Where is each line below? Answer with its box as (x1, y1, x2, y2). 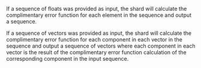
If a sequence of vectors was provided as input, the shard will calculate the (6, 29, 192, 37)
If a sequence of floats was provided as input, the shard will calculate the (6, 5, 187, 12)
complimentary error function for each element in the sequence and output (6, 11, 192, 19)
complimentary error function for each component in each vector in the (6, 36, 183, 43)
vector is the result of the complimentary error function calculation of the (6, 49, 187, 56)
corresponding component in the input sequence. (6, 55, 129, 62)
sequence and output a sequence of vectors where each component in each (6, 42, 196, 49)
